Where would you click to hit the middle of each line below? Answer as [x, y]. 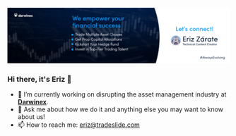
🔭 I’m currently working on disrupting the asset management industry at [122, 94]
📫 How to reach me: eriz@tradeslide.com [78, 125]
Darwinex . [33, 102]
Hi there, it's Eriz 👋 [40, 79]
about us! [31, 117]
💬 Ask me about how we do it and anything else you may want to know [120, 109]
